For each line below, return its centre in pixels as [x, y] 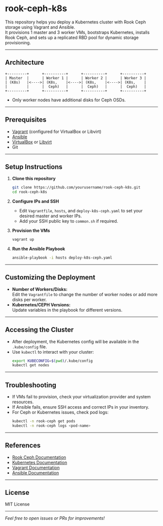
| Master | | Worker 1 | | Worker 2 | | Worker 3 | [76, 78]
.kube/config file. [29, 347]
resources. [23, 402]
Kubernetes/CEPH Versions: [41, 304]
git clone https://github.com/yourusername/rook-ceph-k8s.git [76, 188]
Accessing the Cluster [39, 330]
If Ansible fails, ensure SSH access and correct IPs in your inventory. [81, 407]
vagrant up [23, 240]
